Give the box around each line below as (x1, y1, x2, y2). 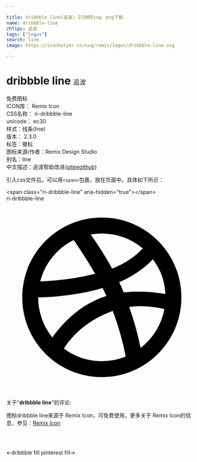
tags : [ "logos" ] (6, 31, 47, 37)
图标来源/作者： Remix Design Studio (6, 148, 98, 155)
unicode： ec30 (6, 117, 47, 125)
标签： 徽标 (6, 140, 33, 148)
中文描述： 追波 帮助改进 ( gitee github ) (6, 163, 97, 170)
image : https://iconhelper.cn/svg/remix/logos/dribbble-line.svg (6, 43, 175, 49)
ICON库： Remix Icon (6, 102, 59, 109)
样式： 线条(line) (6, 125, 46, 133)
